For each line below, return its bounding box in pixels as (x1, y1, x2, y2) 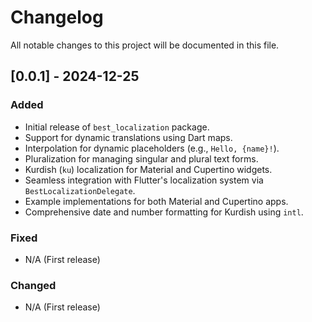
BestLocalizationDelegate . (24, 184, 136, 196)
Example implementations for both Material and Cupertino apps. (24, 195, 289, 207)
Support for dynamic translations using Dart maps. (24, 131, 233, 143)
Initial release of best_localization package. (24, 121, 210, 133)
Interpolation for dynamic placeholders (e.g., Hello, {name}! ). (24, 142, 280, 154)
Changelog (10, 6, 104, 29)
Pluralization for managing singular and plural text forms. (24, 152, 259, 165)
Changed (10, 278, 57, 292)
